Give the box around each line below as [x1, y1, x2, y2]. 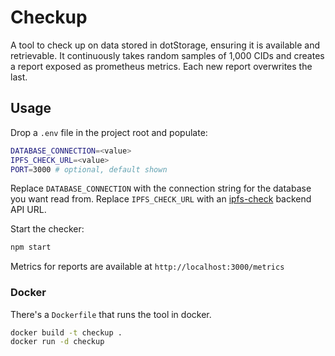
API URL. [10, 204, 47, 216]
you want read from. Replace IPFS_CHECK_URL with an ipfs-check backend [10, 193, 312, 205]
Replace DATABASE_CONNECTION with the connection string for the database [10, 182, 312, 195]
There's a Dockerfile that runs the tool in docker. [10, 308, 212, 320]
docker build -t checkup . [10, 327, 123, 338]
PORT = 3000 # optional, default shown [10, 164, 168, 175]
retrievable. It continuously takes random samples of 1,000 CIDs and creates [10, 49, 325, 61]
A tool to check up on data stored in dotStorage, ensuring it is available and [10, 39, 321, 51]
